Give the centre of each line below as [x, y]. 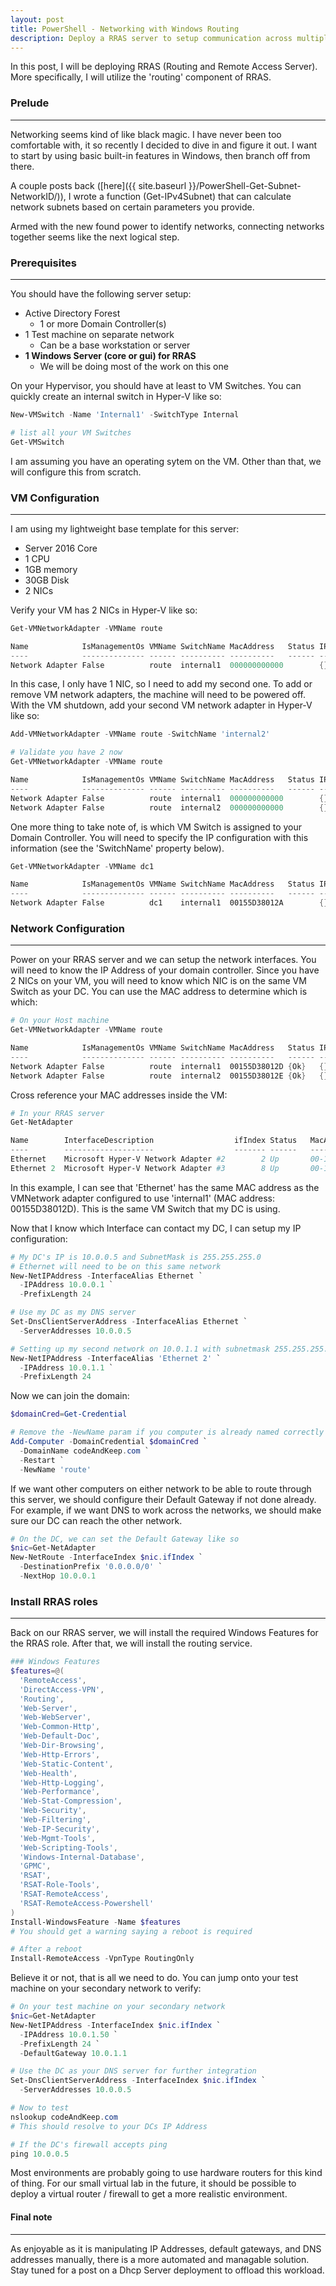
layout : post [37, 19]
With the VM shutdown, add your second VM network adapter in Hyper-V [161, 705]
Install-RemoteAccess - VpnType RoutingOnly [102, 1959]
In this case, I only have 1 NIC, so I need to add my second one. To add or [161, 684]
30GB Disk [47, 580]
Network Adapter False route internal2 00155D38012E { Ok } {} [169, 1076]
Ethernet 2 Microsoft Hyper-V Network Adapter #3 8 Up [145, 1168]
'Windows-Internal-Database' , [82, 1857]
